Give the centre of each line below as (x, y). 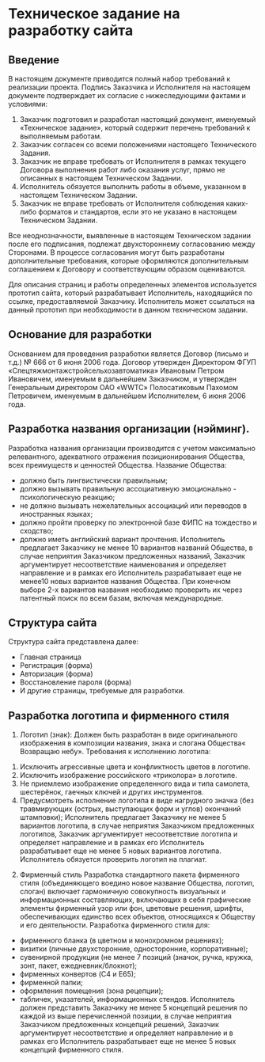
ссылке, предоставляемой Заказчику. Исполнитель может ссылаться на (132, 301)
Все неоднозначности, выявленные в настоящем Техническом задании (130, 235)
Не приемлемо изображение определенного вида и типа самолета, (135, 783)
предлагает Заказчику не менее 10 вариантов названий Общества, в (136, 548)
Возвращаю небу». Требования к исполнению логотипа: (115, 752)
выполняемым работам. (61, 136)
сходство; (36, 530)
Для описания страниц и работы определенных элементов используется (132, 284)
